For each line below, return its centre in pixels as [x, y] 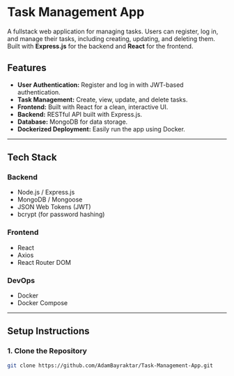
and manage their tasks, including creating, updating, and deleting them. [111, 38]
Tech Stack [32, 157]
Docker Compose [42, 303]
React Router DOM [44, 262]
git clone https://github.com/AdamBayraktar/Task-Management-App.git [110, 366]
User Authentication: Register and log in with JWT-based [100, 85]
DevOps [21, 280]
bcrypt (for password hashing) [61, 214]
